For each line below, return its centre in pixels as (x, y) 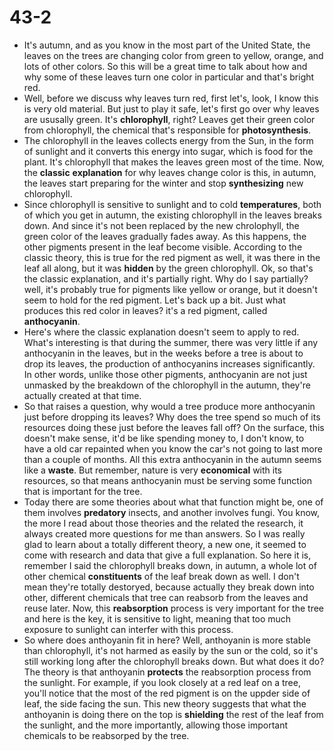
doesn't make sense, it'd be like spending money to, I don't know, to (164, 438)
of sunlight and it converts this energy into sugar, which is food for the (168, 151)
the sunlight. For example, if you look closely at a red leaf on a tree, (162, 682)
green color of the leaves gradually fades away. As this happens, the (165, 236)
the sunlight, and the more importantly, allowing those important (156, 725)
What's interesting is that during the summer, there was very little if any (171, 342)
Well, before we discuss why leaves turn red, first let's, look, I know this (171, 98)
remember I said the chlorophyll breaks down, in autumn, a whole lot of (170, 565)
